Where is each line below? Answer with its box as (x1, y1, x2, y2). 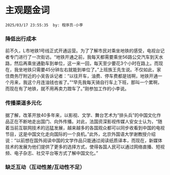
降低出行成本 (5, 35, 37, 42)
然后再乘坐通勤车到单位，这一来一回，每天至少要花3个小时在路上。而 (14, 60, 159, 66)
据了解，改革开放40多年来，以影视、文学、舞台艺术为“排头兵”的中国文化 (5, 112, 157, 118)
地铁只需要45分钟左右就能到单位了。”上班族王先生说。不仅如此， (22, 67, 157, 73)
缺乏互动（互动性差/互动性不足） (5, 164, 85, 171)
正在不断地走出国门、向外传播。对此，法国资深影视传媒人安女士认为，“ (9, 118, 158, 124)
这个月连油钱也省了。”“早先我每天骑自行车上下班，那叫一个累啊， (27, 79, 162, 85)
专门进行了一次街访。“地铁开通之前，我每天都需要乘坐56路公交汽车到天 (9, 54, 159, 60)
